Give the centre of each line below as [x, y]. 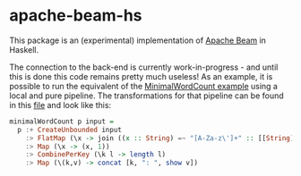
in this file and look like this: [60, 105]
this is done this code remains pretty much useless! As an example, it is [141, 76]
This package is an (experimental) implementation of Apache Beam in [138, 40]
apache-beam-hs [76, 16]
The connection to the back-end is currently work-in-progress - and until [144, 67]
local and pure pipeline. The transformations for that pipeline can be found [146, 96]
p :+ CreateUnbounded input [70, 130]
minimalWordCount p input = [62, 122]
